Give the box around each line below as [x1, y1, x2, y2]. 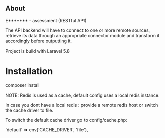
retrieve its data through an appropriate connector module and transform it [5, 32, 160, 38]
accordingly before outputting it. [5, 38, 72, 44]
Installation [5, 66, 53, 77]
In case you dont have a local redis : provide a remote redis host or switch [5, 102, 158, 108]
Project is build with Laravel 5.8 [5, 48, 70, 54]
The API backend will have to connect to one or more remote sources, [5, 27, 150, 33]
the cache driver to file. [5, 107, 54, 113]
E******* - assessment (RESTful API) [5, 17, 87, 23]
